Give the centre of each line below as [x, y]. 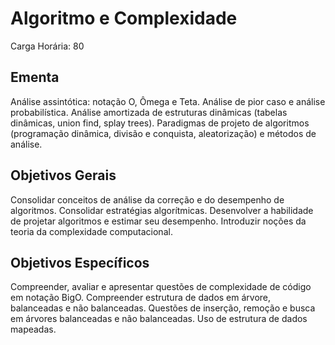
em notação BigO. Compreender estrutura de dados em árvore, [141, 298]
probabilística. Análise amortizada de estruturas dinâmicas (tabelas [149, 112]
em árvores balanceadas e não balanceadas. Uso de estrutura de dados [159, 319]
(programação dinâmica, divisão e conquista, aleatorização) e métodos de [163, 133]
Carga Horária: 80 [47, 46]
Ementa [35, 77]
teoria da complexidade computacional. [91, 231]
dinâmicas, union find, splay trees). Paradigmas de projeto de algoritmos [160, 123]
